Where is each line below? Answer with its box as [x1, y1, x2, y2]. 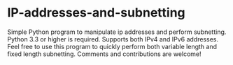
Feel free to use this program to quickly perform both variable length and [7, 42, 217, 50]
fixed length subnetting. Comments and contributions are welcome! [7, 50, 202, 58]
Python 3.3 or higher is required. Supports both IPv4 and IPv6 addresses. [7, 35, 219, 43]
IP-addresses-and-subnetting [7, 5, 185, 21]
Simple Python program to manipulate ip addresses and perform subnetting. [7, 28, 227, 36]
